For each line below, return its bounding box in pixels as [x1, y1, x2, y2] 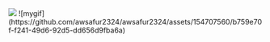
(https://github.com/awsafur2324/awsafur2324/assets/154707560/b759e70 [8, 17, 263, 26]
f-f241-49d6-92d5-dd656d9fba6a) [8, 25, 126, 35]
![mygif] [18, 9, 44, 18]
